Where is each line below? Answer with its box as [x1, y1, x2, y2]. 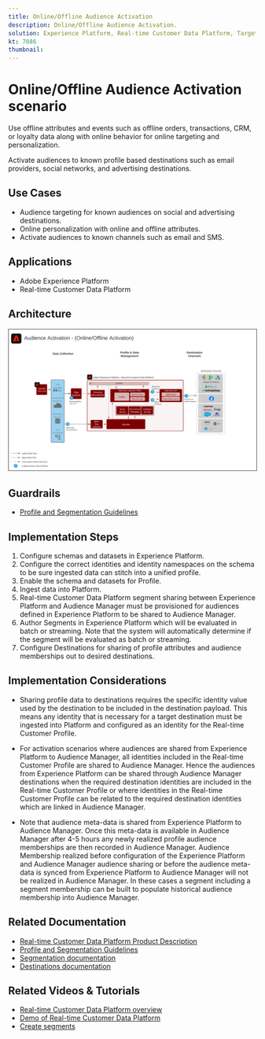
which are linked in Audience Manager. [19, 802, 146, 812]
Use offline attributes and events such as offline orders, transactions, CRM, [8, 123, 252, 133]
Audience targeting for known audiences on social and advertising [19, 207, 235, 216]
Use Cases [8, 186, 62, 200]
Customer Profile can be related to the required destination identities [19, 794, 242, 803]
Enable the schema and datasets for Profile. [19, 577, 162, 586]
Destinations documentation [19, 961, 112, 971]
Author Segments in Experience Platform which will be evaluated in [19, 618, 237, 628]
